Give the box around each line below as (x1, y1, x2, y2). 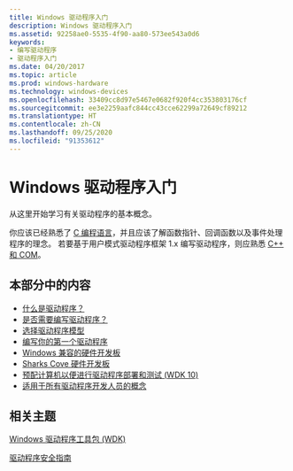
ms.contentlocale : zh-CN (9, 120, 101, 129)
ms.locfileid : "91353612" (9, 136, 104, 145)
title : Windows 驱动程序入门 (9, 12, 109, 22)
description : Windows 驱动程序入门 (9, 21, 133, 30)
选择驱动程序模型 (21, 325, 85, 336)
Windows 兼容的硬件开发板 (21, 347, 121, 358)
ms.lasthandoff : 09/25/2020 (9, 128, 113, 137)
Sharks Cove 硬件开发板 (21, 358, 111, 368)
